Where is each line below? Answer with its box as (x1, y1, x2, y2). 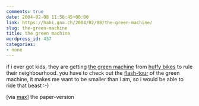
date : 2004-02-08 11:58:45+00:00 (6, 14, 89, 20)
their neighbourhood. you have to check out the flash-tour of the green (6, 69, 180, 77)
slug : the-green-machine (6, 25, 68, 31)
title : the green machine (6, 31, 70, 37)
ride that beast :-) (6, 82, 49, 89)
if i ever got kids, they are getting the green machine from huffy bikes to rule (6, 63, 193, 70)
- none (6, 47, 23, 53)
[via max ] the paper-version (6, 93, 74, 100)
